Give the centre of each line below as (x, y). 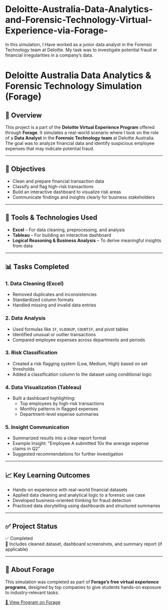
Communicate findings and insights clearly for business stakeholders (83, 197)
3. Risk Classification (31, 353)
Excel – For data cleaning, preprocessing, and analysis (68, 230)
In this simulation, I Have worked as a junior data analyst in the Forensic (79, 44)
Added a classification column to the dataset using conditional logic (82, 374)
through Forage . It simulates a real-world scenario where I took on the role (82, 132)
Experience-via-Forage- (57, 31)
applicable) (17, 549)
